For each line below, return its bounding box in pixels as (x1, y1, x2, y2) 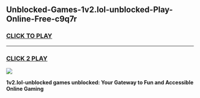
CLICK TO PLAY (6, 32, 52, 40)
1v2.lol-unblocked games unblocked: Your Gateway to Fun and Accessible (6, 78, 194, 86)
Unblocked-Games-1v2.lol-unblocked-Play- (6, 5, 173, 15)
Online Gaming (6, 85, 44, 92)
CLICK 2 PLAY (6, 54, 48, 62)
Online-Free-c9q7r (6, 14, 77, 24)
